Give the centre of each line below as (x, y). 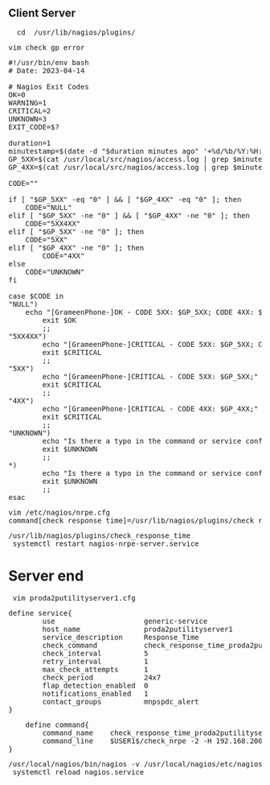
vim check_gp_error (47, 47)
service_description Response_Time (121, 637)
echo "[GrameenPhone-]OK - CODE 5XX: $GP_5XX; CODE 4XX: (140, 312)
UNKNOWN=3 (27, 119)
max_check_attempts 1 (95, 669)
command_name (68, 733)
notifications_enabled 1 (95, 693)
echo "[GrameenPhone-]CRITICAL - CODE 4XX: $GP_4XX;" (150, 409)
